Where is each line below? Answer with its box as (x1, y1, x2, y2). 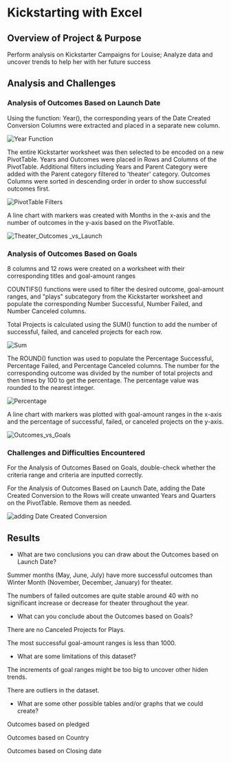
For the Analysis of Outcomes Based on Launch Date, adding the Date (7, 484, 206, 492)
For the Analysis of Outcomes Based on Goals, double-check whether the (7, 464, 216, 472)
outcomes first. (7, 184, 50, 193)
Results (7, 532, 41, 544)
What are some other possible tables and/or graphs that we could (16, 699, 203, 708)
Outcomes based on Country (7, 734, 89, 742)
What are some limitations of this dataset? (16, 652, 136, 661)
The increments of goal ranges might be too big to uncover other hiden (7, 666, 208, 674)
